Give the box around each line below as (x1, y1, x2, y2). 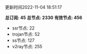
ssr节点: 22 (12, 25, 35, 31)
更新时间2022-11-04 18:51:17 (5, 4, 62, 10)
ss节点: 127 (12, 37, 35, 43)
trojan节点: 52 (12, 31, 40, 37)
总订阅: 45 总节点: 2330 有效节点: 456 (5, 15, 83, 21)
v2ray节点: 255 (12, 44, 43, 49)
